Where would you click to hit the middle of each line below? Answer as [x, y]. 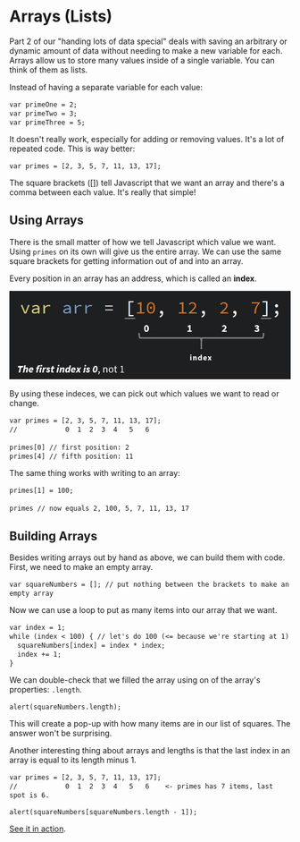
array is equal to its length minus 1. [73, 760]
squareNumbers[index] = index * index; [92, 646]
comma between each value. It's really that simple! [103, 192]
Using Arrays [47, 221]
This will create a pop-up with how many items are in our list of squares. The [150, 724]
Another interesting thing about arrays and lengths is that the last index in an [150, 751]
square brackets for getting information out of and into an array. [126, 260]
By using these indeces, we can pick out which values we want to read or [144, 394]
